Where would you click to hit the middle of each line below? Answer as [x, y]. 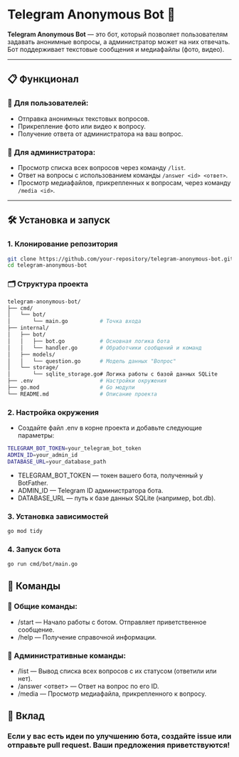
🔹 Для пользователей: [48, 103]
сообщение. [36, 630]
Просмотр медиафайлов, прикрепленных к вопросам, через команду [124, 182]
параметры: [36, 435]
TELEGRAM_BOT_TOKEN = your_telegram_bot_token [74, 449]
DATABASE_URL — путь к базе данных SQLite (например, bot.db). [116, 498]
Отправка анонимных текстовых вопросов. [84, 118]
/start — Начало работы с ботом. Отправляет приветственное [112, 622]
